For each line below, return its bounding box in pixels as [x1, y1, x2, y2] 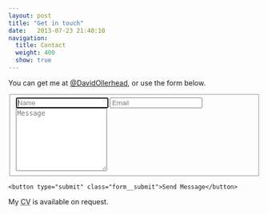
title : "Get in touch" [8, 19, 84, 27]
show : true [15, 57, 52, 65]
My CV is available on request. [8, 196, 109, 206]
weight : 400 [15, 49, 56, 57]
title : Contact [15, 42, 66, 50]
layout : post [8, 11, 52, 20]
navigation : [8, 34, 48, 42]
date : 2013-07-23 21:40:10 [8, 26, 106, 34]
